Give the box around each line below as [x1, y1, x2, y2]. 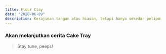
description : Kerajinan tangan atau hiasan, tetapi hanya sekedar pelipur [5, 16, 163, 21]
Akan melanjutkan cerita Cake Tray [5, 32, 91, 39]
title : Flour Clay [5, 7, 43, 12]
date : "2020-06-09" [5, 12, 45, 17]
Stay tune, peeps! [17, 43, 53, 49]
